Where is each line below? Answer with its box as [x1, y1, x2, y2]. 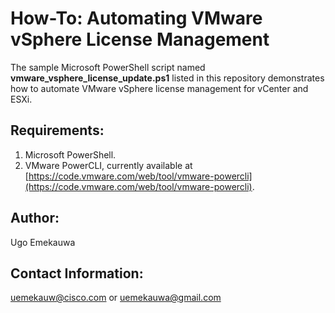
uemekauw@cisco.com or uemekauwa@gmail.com [10, 292, 222, 304]
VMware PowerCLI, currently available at [24, 159, 193, 171]
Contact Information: [10, 265, 144, 282]
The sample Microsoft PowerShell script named [10, 61, 206, 73]
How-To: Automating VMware [10, 7, 263, 30]
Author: [10, 210, 60, 227]
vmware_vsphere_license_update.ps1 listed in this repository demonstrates [10, 72, 325, 84]
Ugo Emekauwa [10, 236, 76, 248]
